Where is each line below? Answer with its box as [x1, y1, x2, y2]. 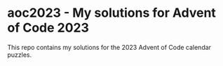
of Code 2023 [7, 20, 90, 36]
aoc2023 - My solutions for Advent [7, 5, 216, 21]
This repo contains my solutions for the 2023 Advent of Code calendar [7, 43, 212, 51]
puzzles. [7, 51, 32, 59]
